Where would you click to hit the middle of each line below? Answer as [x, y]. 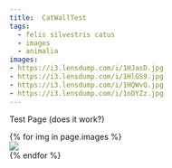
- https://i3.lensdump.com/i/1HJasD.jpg [87, 69]
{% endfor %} [35, 155]
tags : [19, 26]
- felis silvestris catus [67, 34]
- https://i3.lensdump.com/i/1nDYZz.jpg [87, 93]
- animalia [38, 51]
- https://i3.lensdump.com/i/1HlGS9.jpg [87, 77]
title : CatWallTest [48, 18]
